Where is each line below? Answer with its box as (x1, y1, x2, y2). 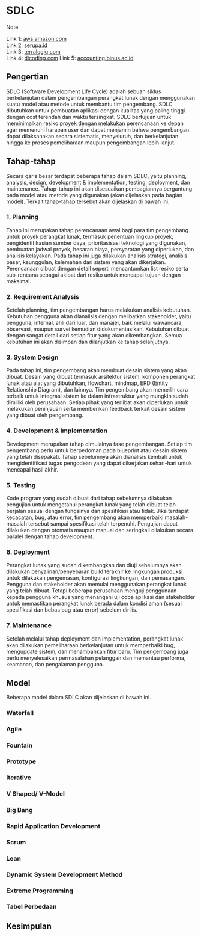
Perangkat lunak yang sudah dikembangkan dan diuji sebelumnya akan (6, 562, 182, 569)
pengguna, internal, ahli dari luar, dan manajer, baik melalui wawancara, (6, 319, 183, 327)
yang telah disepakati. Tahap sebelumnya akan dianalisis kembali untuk (6, 453, 183, 460)
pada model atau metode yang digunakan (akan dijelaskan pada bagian (6, 191, 183, 198)
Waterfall (6, 709, 34, 717)
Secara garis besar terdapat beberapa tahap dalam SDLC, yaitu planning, (6, 172, 187, 179)
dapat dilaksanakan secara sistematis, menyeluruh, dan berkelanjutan (6, 132, 179, 140)
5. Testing (6, 481, 36, 489)
